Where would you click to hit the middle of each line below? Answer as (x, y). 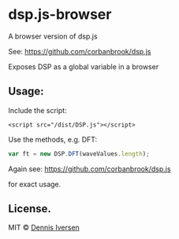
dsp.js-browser (60, 15)
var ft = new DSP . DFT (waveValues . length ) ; (79, 154)
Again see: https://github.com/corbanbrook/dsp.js (89, 169)
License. (30, 209)
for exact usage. (35, 184)
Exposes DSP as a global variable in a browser (84, 66)
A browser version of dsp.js (53, 36)
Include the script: (37, 110)
